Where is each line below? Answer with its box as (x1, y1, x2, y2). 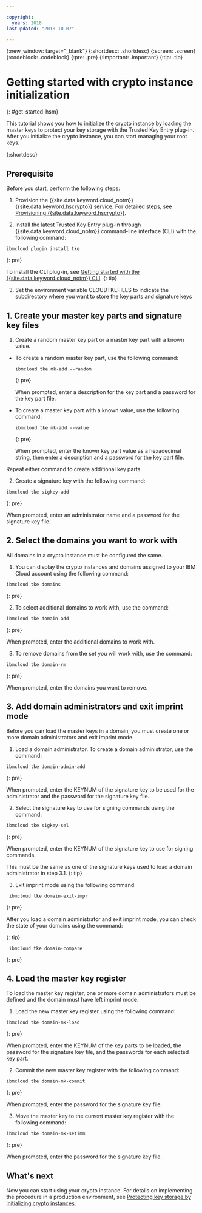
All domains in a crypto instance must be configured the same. (6, 551, 163, 559)
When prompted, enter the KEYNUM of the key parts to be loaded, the (6, 1042, 182, 1049)
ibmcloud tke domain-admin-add (6, 763, 86, 770)
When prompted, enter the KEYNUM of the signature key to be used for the (6, 786, 194, 793)
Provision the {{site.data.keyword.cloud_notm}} (15, 197, 134, 204)
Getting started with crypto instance (6, 75, 194, 89)
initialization (6, 88, 70, 102)
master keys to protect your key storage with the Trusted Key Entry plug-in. (6, 126, 195, 134)
